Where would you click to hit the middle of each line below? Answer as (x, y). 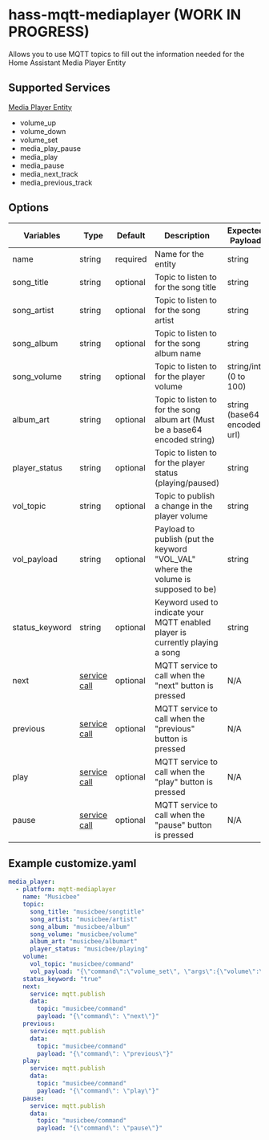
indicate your (179, 612)
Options (29, 208)
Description (187, 235)
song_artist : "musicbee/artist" (83, 919)
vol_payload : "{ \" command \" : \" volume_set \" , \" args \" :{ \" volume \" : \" (148, 971)
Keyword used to (187, 602)
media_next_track (49, 173)
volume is (173, 579)
